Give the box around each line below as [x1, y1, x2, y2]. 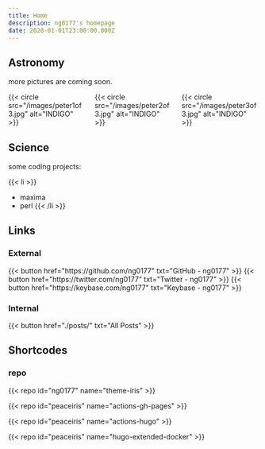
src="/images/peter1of [8, 101, 82, 110]
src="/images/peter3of [181, 101, 257, 110]
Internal [8, 303, 40, 314]
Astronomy [8, 56, 65, 69]
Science [8, 141, 50, 154]
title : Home [8, 11, 48, 20]
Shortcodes [8, 343, 67, 358]
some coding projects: [8, 162, 82, 171]
